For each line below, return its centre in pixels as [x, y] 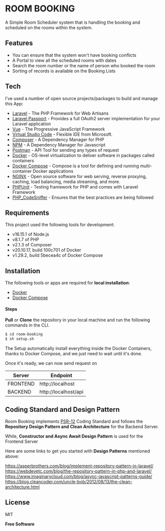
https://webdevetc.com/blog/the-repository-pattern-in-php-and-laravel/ [78, 471]
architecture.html [22, 487]
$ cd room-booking [24, 335]
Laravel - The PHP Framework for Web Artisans [60, 113]
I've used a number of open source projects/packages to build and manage [82, 98]
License [17, 503]
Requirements [27, 213]
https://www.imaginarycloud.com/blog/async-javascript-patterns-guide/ [79, 476]
